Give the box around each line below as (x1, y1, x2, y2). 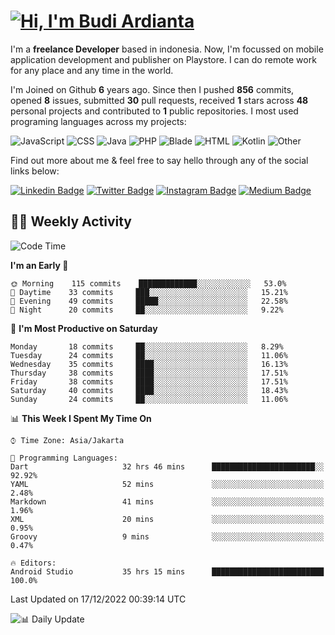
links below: (10, 165, 60, 177)
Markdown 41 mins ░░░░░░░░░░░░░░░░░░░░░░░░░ (10, 496, 325, 507)
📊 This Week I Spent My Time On (10, 412, 152, 424)
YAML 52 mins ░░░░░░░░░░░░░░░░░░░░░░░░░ (10, 479, 325, 489)
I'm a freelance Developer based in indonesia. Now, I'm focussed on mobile (10, 43, 324, 55)
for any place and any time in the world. (10, 64, 174, 76)
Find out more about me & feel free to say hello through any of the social (10, 154, 309, 166)
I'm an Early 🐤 (10, 259, 69, 271)
